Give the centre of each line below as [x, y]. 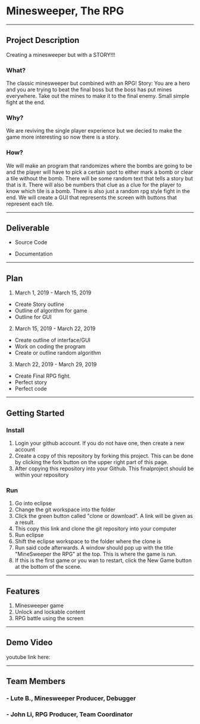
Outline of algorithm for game [51, 311]
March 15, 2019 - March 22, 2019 [55, 329]
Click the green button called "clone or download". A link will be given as [104, 516]
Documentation [34, 254]
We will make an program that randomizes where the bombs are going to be [99, 165]
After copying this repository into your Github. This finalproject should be [104, 468]
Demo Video [29, 642]
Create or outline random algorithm [58, 353]
